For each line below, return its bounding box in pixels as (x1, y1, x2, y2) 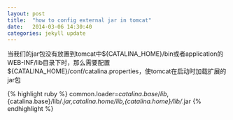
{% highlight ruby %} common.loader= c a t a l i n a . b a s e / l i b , (7, 90, 169, 98)
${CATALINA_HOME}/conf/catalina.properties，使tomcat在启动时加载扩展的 (7, 67, 227, 75)
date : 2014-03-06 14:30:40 (7, 23, 92, 30)
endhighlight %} (7, 105, 54, 113)
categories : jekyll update (7, 29, 86, 37)
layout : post (7, 10, 45, 17)
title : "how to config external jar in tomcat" (7, 17, 152, 24)
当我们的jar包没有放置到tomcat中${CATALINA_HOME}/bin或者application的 (7, 50, 224, 58)
